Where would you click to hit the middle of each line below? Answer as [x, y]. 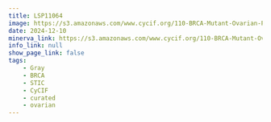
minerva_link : [32, 38]
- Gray [34, 68]
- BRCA [34, 75]
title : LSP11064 [35, 16]
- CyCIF [35, 90]
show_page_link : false [46, 53]
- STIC [34, 83]
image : [19, 23]
